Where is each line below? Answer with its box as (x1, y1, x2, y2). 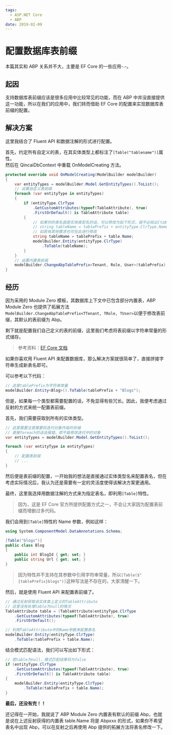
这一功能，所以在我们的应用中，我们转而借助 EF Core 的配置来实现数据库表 (5, 101, 164, 107)
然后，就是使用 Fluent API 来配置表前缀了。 (5, 589, 97, 595)
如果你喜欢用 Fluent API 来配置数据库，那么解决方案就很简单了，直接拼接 (5, 355, 160, 362)
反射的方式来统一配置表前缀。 (5, 404, 68, 410)
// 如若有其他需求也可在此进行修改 (32, 229, 97, 235)
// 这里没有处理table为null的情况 (5, 604, 71, 609)
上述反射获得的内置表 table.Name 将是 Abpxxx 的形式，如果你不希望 (18, 718, 163, 724)
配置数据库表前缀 (5, 46, 78, 57)
